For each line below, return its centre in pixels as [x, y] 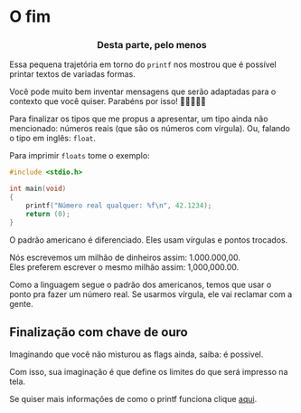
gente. [21, 303]
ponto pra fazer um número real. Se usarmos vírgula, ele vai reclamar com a [151, 294]
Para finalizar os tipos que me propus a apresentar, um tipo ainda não [139, 119]
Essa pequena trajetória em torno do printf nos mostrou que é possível [143, 64]
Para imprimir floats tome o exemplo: [80, 156]
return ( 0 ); [48, 214]
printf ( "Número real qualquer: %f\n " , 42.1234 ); [119, 206]
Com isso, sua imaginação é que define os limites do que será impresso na [149, 371]
